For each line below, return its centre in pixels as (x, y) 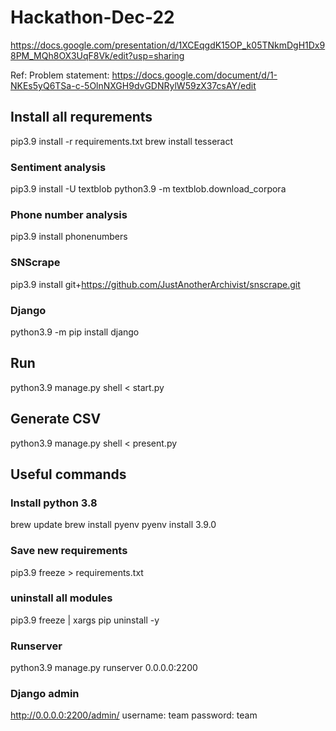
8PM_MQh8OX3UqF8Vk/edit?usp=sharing (97, 55)
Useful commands (68, 474)
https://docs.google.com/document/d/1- (194, 75)
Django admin (45, 694)
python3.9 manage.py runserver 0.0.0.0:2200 (104, 668)
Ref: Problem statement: (60, 75)
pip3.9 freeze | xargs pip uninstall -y (85, 620)
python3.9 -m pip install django (75, 332)
